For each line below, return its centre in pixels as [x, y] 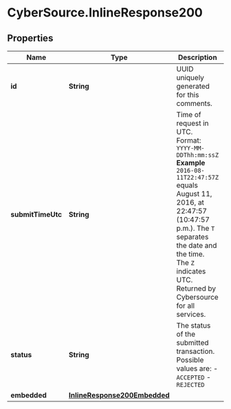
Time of [189, 115]
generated [193, 86]
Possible [190, 360]
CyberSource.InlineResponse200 [105, 13]
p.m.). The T [196, 228]
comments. [195, 103]
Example [191, 163]
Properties [30, 38]
